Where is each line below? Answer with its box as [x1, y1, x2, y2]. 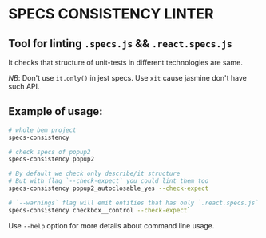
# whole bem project [8, 125, 77, 134]
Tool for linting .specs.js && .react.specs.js [8, 37, 233, 50]
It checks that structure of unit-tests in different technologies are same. [8, 58, 244, 67]
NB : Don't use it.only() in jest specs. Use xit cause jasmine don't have [8, 73, 248, 82]
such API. [8, 81, 40, 91]
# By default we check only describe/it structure [8, 169, 181, 178]
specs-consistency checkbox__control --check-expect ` [8, 206, 192, 214]
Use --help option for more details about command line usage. [8, 220, 215, 230]
